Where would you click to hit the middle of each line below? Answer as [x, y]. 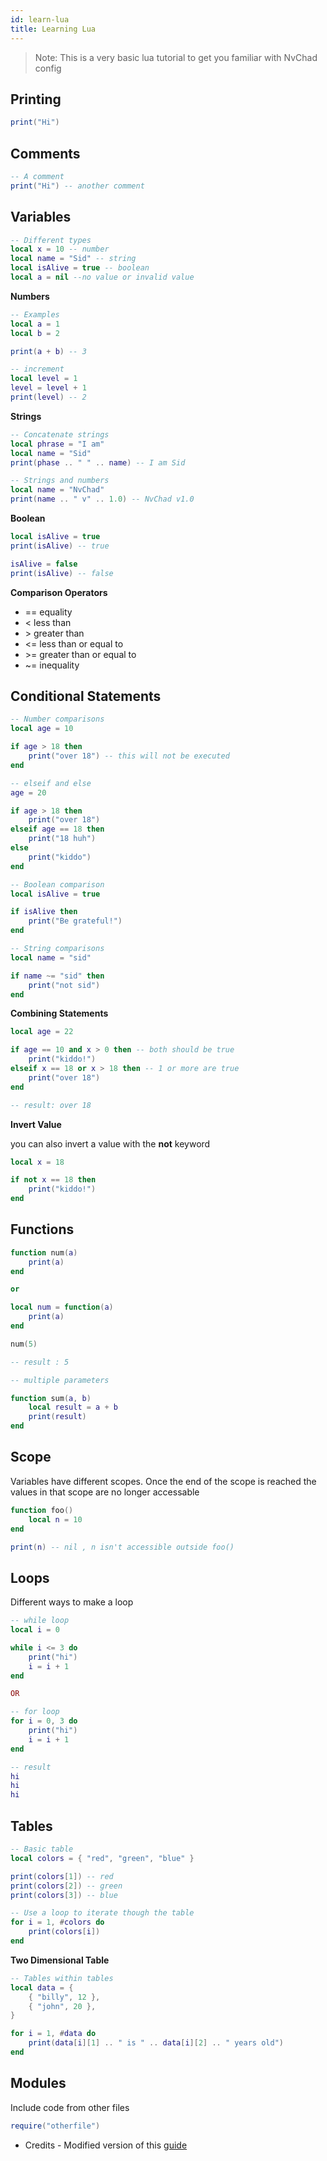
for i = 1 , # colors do [57, 1922]
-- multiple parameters [60, 1380]
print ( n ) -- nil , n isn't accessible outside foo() [122, 1547]
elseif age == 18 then [57, 829]
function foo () [42, 1510]
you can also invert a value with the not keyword [110, 1143]
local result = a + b [73, 1407]
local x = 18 [37, 1162]
